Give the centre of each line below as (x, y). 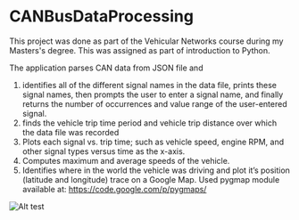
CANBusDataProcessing (102, 16)
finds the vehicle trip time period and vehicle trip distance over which (149, 123)
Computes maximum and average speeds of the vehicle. (126, 160)
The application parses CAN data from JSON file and (106, 68)
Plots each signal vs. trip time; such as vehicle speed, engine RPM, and (153, 142)
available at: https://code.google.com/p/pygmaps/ (114, 189)
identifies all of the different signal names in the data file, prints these (149, 85)
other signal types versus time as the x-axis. (104, 151)
